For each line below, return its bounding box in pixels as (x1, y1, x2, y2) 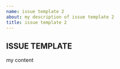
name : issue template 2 (6, 8, 65, 15)
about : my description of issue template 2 (6, 14, 115, 20)
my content (6, 57, 34, 64)
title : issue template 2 (6, 19, 67, 25)
